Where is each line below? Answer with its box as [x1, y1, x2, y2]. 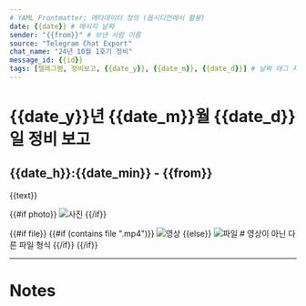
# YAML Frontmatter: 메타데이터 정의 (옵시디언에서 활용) [9, 13, 206, 23]
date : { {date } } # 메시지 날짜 [9, 22, 115, 31]
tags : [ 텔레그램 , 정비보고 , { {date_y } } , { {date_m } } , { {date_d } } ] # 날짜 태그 [9, 65, 289, 74]
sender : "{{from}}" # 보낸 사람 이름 [9, 30, 141, 39]
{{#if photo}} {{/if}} [9, 209, 107, 219]
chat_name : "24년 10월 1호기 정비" [9, 47, 134, 56]
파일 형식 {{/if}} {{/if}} [18, 239, 98, 250]
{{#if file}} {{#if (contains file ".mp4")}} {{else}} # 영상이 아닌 [9, 228, 287, 239]
